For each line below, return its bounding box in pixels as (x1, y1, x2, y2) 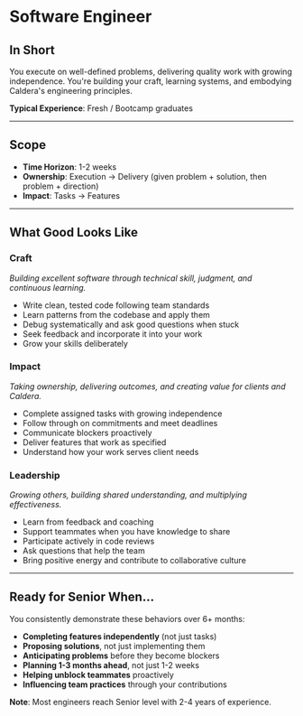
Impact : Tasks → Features (22, 190, 120, 200)
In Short (9, 42, 56, 58)
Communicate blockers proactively (22, 427, 152, 438)
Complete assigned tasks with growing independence (22, 408, 223, 419)
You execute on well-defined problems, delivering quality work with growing (9, 66, 293, 77)
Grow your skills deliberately (22, 338, 129, 349)
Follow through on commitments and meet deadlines (22, 417, 218, 428)
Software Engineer (9, 6, 152, 27)
